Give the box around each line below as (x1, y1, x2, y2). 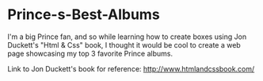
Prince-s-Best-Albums (7, 6, 160, 24)
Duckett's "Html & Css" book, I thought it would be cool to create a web (7, 40, 241, 49)
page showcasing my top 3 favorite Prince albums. (7, 48, 173, 58)
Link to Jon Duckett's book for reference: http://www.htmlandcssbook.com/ (7, 64, 255, 73)
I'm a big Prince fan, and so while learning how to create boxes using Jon (7, 32, 247, 41)
